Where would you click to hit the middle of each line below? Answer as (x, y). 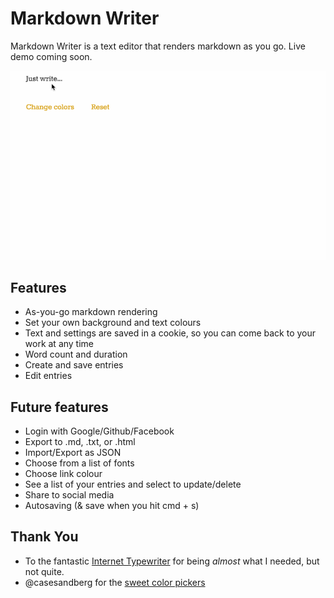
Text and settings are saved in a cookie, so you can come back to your (170, 333)
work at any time (59, 344)
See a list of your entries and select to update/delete (133, 484)
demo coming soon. (51, 56)
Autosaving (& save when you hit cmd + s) (112, 506)
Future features (59, 407)
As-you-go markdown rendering (91, 312)
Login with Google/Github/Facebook (99, 431)
